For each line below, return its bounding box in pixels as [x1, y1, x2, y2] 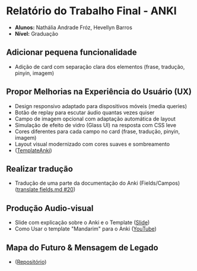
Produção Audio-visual [6, 203, 94, 213]
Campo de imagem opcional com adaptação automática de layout [14, 115, 176, 122]
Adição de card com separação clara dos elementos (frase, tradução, [14, 63, 185, 70]
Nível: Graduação [14, 30, 58, 37]
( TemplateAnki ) [14, 147, 52, 154]
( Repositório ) [14, 259, 47, 265]
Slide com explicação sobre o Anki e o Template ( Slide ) [14, 219, 150, 226]
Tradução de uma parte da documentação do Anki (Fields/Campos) [14, 179, 180, 187]
